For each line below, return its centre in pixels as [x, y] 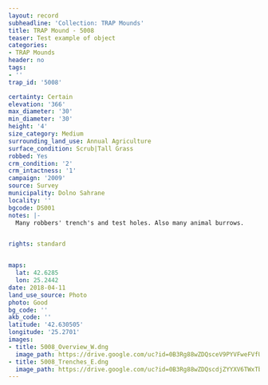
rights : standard [37, 244]
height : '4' [28, 127]
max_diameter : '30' [41, 112]
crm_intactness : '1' [43, 171]
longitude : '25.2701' [44, 332]
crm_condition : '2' [41, 163]
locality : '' [30, 200]
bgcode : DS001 [32, 208]
